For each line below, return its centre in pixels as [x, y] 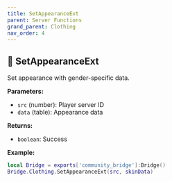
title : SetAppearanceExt [43, 14]
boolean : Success [42, 139]
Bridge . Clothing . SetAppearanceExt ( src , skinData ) [80, 172]
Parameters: [25, 92]
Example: [21, 153]
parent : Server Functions [44, 20]
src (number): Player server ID [61, 105]
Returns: [20, 126]
